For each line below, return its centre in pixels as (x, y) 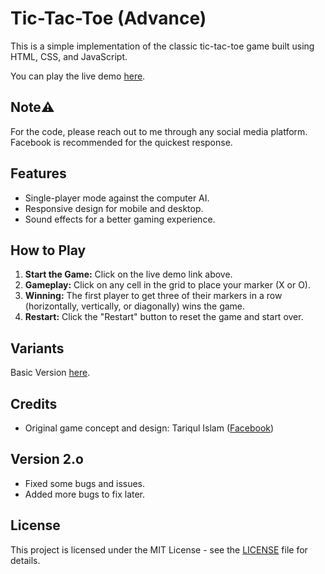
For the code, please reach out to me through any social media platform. (159, 131)
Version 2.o (47, 459)
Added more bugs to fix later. (85, 494)
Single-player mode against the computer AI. (117, 198)
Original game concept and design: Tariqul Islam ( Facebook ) (149, 428)
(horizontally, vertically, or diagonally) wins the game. (135, 306)
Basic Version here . (50, 373)
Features (38, 173)
